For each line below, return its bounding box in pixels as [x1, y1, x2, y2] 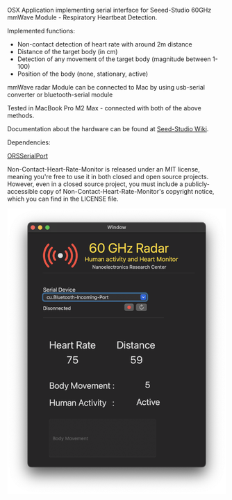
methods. [7, 111, 35, 119]
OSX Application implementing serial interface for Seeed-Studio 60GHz [7, 6, 212, 14]
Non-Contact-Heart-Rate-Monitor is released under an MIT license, [7, 165, 200, 173]
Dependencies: [7, 138, 51, 147]
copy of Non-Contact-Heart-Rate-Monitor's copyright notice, [39, 187, 215, 195]
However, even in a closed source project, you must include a [7, 180, 183, 188]
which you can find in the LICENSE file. [7, 194, 119, 203]
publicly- [184, 180, 210, 188]
